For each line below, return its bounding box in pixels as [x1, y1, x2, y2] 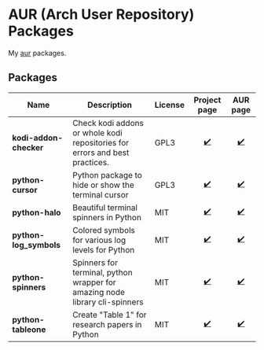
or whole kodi [71, 127, 123, 138]
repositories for [71, 137, 130, 148]
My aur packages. [8, 48, 67, 57]
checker [12, 142, 44, 153]
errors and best [71, 147, 130, 158]
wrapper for [71, 277, 116, 288]
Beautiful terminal [71, 202, 137, 213]
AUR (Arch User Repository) [8, 6, 195, 24]
